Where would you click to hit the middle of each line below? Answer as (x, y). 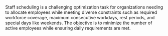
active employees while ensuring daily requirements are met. (68, 28)
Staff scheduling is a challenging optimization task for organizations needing (84, 7)
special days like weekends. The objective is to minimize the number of (79, 23)
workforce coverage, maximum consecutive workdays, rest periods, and (80, 18)
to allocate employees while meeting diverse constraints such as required (81, 12)
